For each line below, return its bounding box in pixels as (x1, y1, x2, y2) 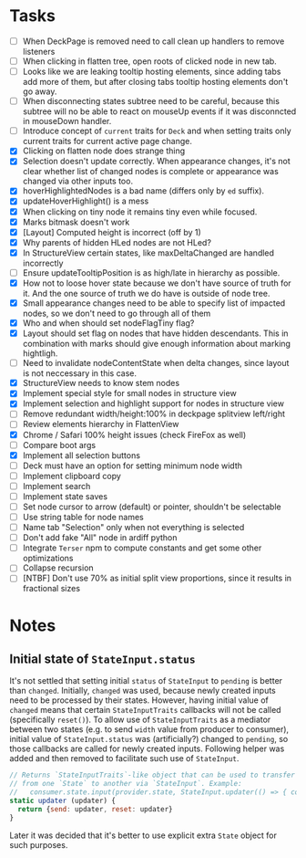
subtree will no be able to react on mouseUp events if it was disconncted (22, 106, 297, 117)
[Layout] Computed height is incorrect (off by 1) (22, 226, 202, 237)
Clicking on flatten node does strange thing (22, 145, 186, 156)
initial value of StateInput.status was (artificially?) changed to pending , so (9, 734, 289, 745)
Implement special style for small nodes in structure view (22, 388, 237, 399)
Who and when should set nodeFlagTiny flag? (22, 318, 195, 329)
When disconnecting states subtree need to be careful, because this (22, 96, 280, 107)
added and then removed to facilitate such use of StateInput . (9, 753, 240, 764)
